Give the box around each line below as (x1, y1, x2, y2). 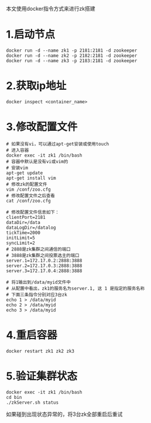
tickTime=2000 (6, 229, 41, 236)
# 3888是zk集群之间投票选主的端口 (6, 252, 80, 258)
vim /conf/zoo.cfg (6, 187, 51, 192)
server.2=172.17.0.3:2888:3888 (6, 263, 83, 269)
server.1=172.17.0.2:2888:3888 (6, 258, 83, 263)
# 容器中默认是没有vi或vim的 (6, 158, 68, 164)
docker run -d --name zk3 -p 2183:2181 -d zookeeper (6, 57, 138, 63)
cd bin (6, 394, 22, 400)
